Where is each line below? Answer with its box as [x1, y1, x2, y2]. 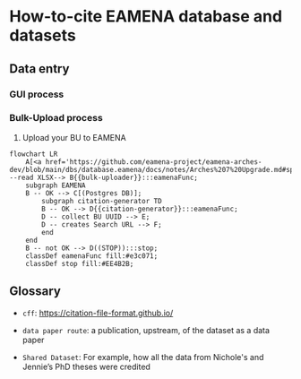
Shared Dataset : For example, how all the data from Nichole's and [21, 351, 264, 362]
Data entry [9, 61, 70, 76]
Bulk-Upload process [9, 112, 103, 125]
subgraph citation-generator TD [41, 196, 163, 205]
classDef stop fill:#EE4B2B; [25, 259, 134, 268]
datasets [9, 25, 76, 46]
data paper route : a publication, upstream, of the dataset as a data [21, 324, 271, 335]
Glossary [9, 284, 61, 299]
